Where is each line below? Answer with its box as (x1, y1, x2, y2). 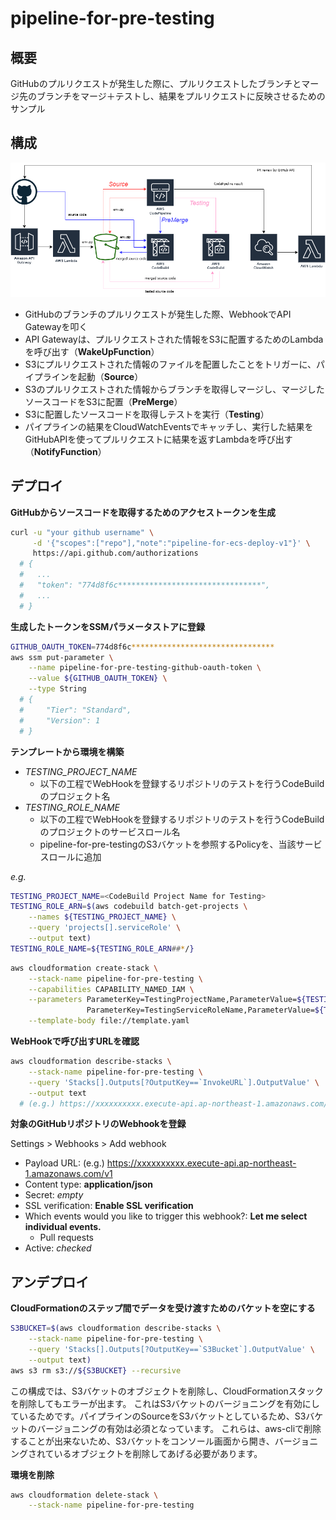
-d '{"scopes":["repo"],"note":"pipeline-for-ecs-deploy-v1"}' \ (32, 538, 311, 548)
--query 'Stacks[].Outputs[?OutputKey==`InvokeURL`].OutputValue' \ (28, 1077, 320, 1087)
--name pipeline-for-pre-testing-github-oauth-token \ (28, 663, 262, 673)
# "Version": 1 (19, 715, 101, 726)
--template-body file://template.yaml (28, 1016, 190, 1026)
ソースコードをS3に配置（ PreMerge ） (24, 395, 183, 407)
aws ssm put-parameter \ (10, 652, 114, 662)
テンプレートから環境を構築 (10, 745, 125, 757)
